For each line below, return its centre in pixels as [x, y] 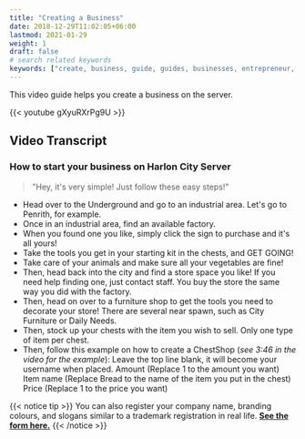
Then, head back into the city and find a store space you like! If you [149, 272]
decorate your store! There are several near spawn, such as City [143, 311]
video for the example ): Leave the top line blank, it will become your [150, 359]
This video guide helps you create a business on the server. [122, 94]
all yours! [40, 243]
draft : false [34, 52]
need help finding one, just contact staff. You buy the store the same [151, 281]
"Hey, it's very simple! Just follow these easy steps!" [130, 187]
